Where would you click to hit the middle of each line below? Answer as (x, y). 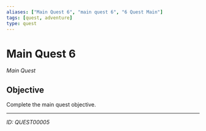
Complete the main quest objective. (51, 105)
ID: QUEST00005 (28, 122)
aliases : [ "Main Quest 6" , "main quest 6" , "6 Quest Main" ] (85, 12)
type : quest (21, 23)
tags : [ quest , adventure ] (39, 18)
